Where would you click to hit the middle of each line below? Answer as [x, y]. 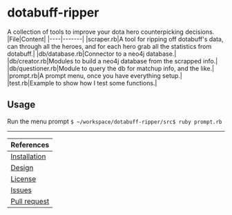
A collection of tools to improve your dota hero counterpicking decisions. [111, 32]
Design [22, 167]
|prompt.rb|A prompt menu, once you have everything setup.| [95, 75]
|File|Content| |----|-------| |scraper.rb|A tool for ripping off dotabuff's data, [115, 39]
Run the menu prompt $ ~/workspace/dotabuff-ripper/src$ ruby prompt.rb [115, 121]
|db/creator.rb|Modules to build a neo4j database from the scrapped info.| [113, 61]
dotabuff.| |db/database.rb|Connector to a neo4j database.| [92, 54]
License [23, 178]
